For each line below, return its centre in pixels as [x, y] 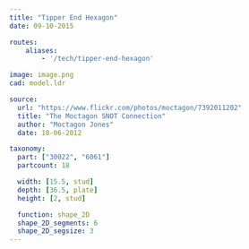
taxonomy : [28, 149]
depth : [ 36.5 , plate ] [58, 190]
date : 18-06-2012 [50, 133]
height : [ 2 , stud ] [52, 198]
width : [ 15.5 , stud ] [56, 182]
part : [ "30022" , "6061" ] [64, 158]
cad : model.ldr [38, 83]
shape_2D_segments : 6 [58, 223]
